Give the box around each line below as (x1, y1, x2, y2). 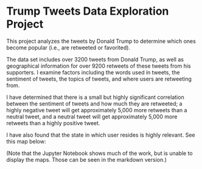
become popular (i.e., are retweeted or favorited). (6, 44, 131, 51)
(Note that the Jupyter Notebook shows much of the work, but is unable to (6, 149, 193, 157)
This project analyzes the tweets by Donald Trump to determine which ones (6, 37, 196, 45)
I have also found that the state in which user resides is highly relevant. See (6, 131, 195, 138)
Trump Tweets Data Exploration (6, 4, 169, 18)
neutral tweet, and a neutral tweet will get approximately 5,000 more (6, 113, 178, 120)
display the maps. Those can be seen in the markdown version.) (6, 156, 167, 163)
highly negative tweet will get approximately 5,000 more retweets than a (6, 106, 187, 113)
